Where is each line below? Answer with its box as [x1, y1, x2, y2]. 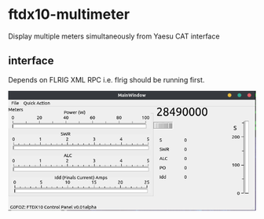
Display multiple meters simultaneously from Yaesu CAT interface [8, 31, 220, 41]
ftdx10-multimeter [8, 5, 130, 24]
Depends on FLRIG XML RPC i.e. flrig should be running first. [8, 75, 205, 84]
